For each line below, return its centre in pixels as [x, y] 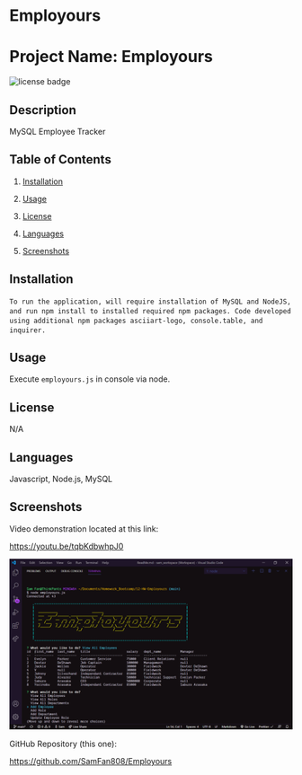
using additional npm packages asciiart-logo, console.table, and [136, 321]
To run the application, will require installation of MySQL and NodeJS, [151, 302]
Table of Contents [61, 159]
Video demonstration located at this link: [84, 528]
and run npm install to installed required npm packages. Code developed [151, 311]
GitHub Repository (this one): [63, 744]
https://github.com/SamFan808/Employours [91, 761]
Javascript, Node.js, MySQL [61, 479]
